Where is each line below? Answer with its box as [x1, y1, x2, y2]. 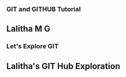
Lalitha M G [6, 24, 50, 34]
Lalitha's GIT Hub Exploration [6, 61, 120, 71]
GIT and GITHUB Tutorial [6, 5, 81, 13]
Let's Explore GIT [6, 42, 59, 51]
